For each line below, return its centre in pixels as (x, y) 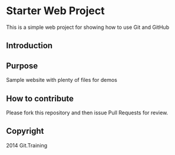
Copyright (25, 131)
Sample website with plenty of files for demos (62, 80)
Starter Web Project (55, 11)
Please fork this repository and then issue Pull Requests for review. (87, 113)
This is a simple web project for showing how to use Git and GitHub (88, 27)
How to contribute (40, 98)
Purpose (22, 66)
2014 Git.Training (27, 145)
